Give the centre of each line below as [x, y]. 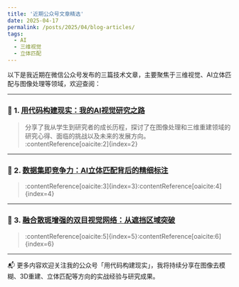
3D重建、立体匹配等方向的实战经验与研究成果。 [89, 276]
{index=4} [39, 194]
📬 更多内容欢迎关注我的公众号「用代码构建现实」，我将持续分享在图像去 [113, 265]
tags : [15, 34]
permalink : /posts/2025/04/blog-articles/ [71, 27]
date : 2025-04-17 [33, 21]
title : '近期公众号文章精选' [46, 14]
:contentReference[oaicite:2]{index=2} [81, 144]
